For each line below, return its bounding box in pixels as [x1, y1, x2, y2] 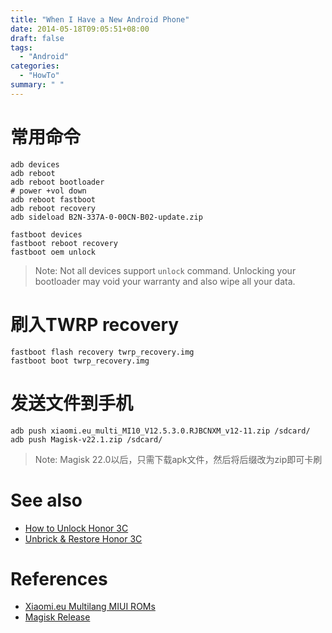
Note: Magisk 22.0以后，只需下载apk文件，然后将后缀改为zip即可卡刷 [34, 453, 323, 465]
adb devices [10, 159, 60, 170]
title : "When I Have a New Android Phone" [10, 14, 190, 25]
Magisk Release [24, 611, 91, 623]
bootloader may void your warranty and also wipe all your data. [34, 275, 296, 287]
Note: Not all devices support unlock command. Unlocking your [34, 264, 297, 276]
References [10, 567, 108, 590]
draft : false [10, 33, 65, 43]
